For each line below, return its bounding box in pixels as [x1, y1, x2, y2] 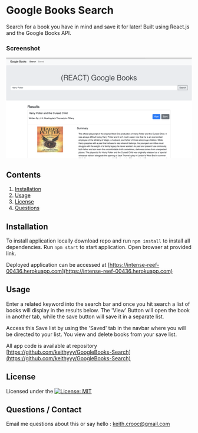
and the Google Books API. [6, 29, 72, 36]
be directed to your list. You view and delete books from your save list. [6, 331, 177, 338]
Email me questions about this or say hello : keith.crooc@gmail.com [6, 421, 170, 428]
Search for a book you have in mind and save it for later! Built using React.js [6, 23, 190, 30]
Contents [6, 170, 41, 180]
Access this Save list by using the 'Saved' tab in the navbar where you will [6, 324, 186, 331]
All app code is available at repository [6, 342, 97, 349]
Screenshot [6, 44, 40, 52]
